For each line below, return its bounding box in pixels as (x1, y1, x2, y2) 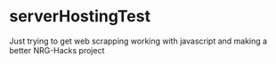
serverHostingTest (9, 6, 151, 27)
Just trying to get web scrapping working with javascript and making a (9, 36, 268, 46)
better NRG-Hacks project (9, 44, 105, 55)
